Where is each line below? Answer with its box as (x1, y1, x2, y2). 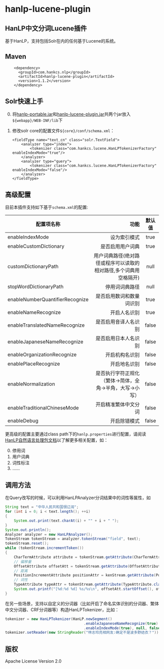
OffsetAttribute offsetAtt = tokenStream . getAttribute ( (14, 564, 130, 569)
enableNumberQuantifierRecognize (7, 296, 89, 303)
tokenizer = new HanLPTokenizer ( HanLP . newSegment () (5, 616, 112, 621)
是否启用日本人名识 (95, 335, 140, 342)
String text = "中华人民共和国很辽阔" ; (5, 504, 79, 510)
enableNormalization (7, 381, 55, 387)
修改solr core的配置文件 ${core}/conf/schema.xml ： (12, 127, 115, 133)
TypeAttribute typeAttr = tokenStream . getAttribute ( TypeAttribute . (14, 582, 154, 587)
